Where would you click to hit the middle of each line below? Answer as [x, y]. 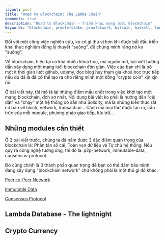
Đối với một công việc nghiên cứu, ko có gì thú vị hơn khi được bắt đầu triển [82, 42]
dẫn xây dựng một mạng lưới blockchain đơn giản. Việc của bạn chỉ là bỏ [79, 67]
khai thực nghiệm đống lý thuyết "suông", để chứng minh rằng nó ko [74, 47]
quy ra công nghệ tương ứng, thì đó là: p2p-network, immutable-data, [76, 150]
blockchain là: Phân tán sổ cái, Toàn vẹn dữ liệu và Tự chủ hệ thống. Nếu [79, 145]
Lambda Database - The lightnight [58, 214]
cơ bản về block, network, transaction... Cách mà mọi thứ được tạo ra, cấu [80, 108]
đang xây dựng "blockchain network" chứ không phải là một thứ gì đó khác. [82, 170]
